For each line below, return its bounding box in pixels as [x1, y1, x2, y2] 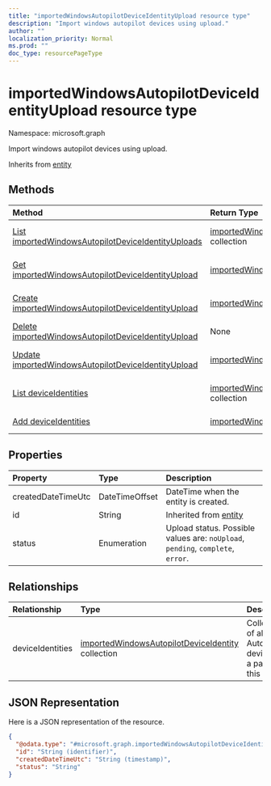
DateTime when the [165, 486, 240, 497]
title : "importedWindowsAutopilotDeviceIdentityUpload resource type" [8, 11, 251, 20]
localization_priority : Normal [8, 34, 114, 43]
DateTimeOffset [98, 491, 159, 502]
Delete [12, 320, 38, 332]
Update [12, 349, 40, 360]
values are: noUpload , [165, 532, 245, 543]
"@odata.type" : [15, 741, 67, 749]
